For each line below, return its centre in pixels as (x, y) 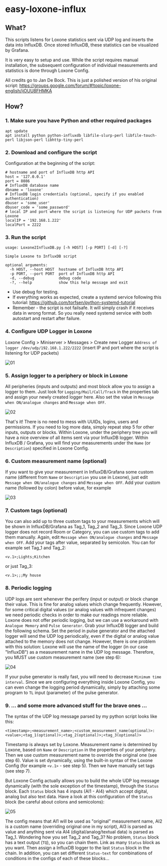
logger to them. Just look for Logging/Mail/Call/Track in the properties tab (82, 392)
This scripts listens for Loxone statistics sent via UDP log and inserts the (79, 39)
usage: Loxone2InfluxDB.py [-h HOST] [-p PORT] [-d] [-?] (67, 248)
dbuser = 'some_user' (28, 203)
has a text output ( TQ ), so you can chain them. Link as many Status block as (83, 843)
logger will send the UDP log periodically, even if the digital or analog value (82, 636)
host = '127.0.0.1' (25, 177)
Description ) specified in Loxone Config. (47, 448)
